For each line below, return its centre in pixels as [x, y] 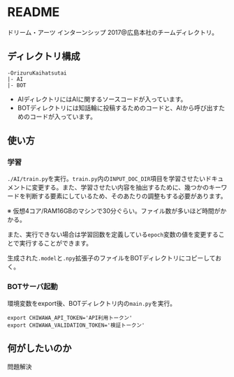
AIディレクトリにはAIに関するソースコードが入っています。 [102, 99]
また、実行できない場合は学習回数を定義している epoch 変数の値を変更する [113, 235]
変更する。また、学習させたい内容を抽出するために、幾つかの [120, 187]
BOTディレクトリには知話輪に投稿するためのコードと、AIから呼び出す [118, 108]
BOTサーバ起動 [32, 287]
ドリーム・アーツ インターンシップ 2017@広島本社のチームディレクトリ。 [113, 32]
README [34, 12]
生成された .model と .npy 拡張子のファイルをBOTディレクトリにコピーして [111, 258]
